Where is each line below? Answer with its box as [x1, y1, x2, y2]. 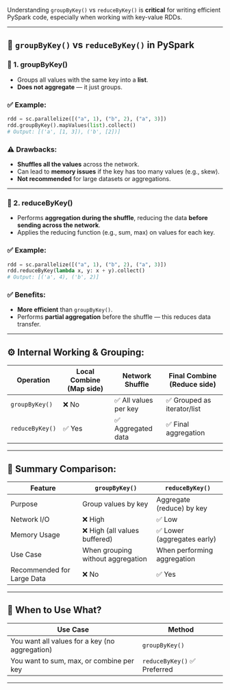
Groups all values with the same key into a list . [16, 75, 149, 84]
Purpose [10, 499, 38, 509]
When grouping [81, 545, 132, 555]
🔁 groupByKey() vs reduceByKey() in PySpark [7, 39, 195, 51]
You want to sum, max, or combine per [10, 656, 135, 665]
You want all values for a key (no [10, 636, 115, 645]
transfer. [16, 320, 41, 329]
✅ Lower [156, 526, 184, 536]
